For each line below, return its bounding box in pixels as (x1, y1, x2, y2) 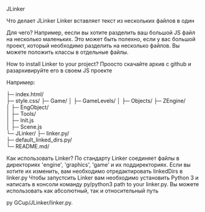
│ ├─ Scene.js (6, 123, 42, 131)
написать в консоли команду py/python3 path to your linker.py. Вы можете (6, 181, 199, 187)
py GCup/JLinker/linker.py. (6, 199, 73, 206)
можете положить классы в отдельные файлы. (6, 48, 129, 56)
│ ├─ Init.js (6, 116, 34, 124)
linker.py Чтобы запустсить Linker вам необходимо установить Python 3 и (6, 174, 199, 181)
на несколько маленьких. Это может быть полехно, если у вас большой (6, 36, 196, 42)
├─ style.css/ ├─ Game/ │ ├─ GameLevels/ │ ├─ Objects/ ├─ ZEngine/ (6, 97, 186, 104)
